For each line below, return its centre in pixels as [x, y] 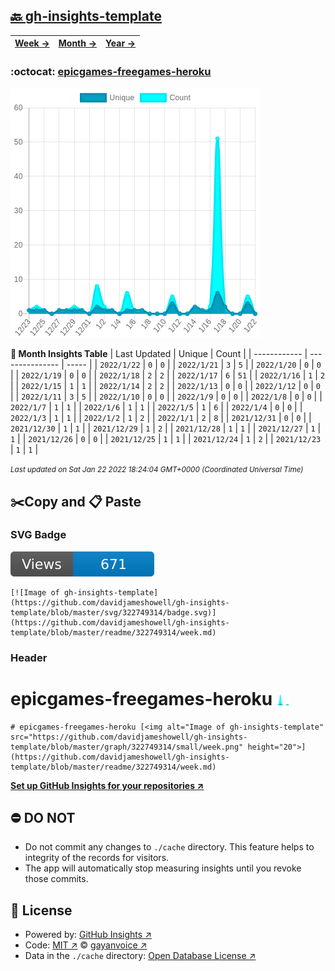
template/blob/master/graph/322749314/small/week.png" [127, 747]
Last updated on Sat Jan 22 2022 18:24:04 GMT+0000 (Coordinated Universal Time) [157, 470]
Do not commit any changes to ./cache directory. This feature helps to [169, 847]
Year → [121, 43]
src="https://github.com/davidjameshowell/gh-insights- [129, 737]
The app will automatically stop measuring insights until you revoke [163, 868]
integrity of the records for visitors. [97, 858]
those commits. [56, 879]
